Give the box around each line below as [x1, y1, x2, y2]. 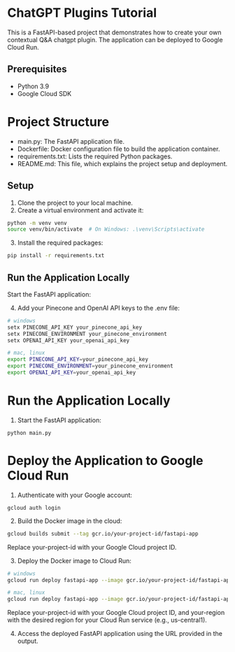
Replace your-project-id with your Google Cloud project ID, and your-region [7, 609, 225, 617]
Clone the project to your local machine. [17, 198, 133, 207]
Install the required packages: [17, 238, 104, 247]
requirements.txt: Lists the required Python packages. [17, 152, 173, 161]
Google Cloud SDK [17, 89, 72, 97]
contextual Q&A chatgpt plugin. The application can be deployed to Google [7, 35, 223, 43]
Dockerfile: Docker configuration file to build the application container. [17, 144, 220, 153]
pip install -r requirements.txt [7, 252, 105, 259]
